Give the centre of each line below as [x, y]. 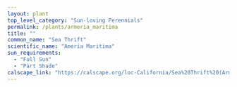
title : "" [22, 33]
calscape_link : [30, 72]
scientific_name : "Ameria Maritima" [61, 46]
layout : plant [28, 14]
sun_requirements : [34, 53]
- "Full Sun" [33, 60]
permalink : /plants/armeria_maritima [63, 27]
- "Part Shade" [36, 66]
